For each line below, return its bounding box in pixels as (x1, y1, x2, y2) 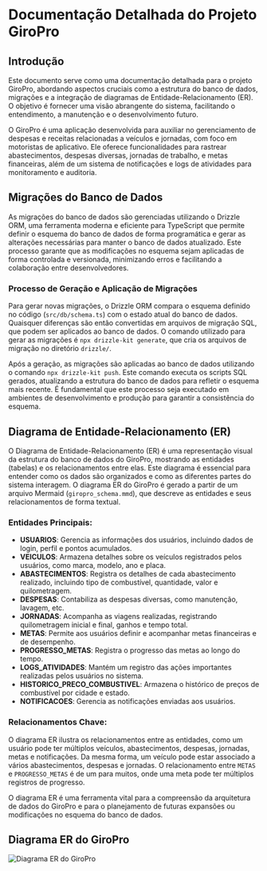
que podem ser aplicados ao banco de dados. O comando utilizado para (8, 326, 245, 337)
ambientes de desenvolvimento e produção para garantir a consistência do (8, 394, 255, 403)
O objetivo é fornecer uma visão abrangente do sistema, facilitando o (8, 102, 236, 110)
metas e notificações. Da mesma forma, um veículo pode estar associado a (8, 752, 256, 761)
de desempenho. (19, 637, 76, 647)
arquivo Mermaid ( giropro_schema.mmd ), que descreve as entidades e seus (8, 488, 252, 497)
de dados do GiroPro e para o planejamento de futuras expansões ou (8, 801, 235, 811)
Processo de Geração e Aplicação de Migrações (8, 282, 198, 294)
